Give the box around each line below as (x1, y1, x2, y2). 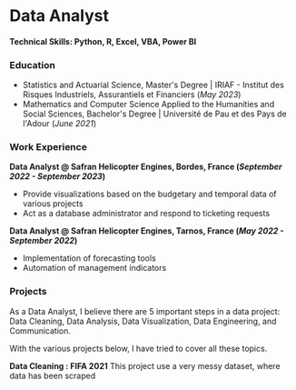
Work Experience (9, 141, 88, 153)
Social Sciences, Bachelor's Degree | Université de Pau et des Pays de (22, 108, 288, 119)
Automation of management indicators (22, 263, 167, 274)
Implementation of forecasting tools (22, 253, 156, 264)
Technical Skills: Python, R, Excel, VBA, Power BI (9, 35, 197, 46)
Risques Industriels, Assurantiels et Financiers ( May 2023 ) (22, 89, 242, 100)
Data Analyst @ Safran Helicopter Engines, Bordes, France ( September (9, 161, 282, 173)
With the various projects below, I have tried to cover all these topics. (9, 343, 268, 354)
